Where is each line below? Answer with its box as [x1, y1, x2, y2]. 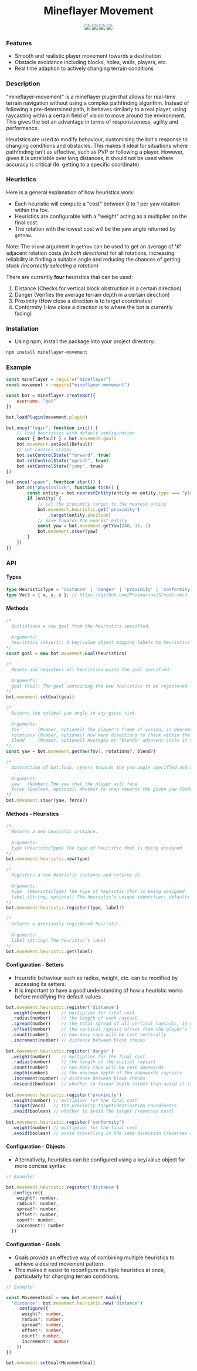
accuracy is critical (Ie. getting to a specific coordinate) [6, 161, 140, 168]
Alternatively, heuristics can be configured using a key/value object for [14, 1156, 186, 1163]
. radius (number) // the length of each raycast [11, 1015, 138, 1021]
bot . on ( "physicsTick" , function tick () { [16, 484, 119, 491]
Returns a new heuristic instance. [11, 829, 98, 835]
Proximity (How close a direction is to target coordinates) [14, 297, 152, 304]
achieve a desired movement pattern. [14, 1260, 105, 1267]
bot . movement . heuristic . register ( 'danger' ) [6, 1048, 114, 1054]
